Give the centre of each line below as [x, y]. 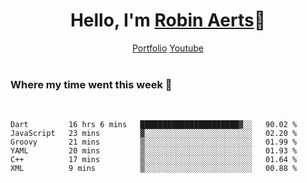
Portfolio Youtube [168, 48]
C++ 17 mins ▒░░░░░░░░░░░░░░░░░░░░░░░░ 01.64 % [154, 160]
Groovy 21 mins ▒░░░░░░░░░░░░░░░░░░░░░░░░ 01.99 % [154, 142]
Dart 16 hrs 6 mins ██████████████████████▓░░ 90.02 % [154, 125]
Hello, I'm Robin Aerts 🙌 [168, 20]
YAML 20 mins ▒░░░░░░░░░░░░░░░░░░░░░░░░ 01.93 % [154, 151]
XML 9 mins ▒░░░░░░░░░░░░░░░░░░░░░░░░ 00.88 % [154, 169]
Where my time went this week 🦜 [91, 84]
